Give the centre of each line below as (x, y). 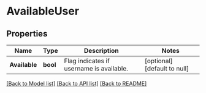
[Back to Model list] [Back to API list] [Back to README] (77, 84)
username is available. (96, 68)
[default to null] (166, 68)
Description (101, 51)
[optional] (158, 61)
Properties (27, 34)
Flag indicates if (87, 61)
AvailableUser (43, 11)
